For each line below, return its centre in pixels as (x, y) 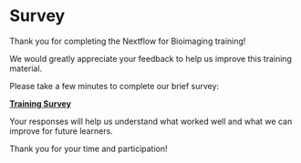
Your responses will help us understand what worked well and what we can (151, 121)
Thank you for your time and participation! (88, 148)
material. (26, 68)
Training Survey (40, 103)
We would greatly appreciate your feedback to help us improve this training (150, 58)
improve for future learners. (62, 131)
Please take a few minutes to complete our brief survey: (114, 86)
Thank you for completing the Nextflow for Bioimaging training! (128, 41)
